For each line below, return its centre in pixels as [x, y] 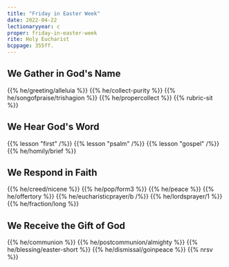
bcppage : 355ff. [30, 46]
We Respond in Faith [52, 173]
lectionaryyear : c [34, 26]
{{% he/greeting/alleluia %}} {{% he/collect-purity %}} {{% [92, 90]
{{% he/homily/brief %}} [42, 151]
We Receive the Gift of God [66, 225]
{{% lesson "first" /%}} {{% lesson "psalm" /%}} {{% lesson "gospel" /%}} [113, 143]
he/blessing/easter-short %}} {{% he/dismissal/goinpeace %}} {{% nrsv [110, 250]
